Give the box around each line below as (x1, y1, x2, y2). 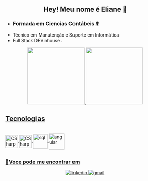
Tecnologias (5, 115, 45, 123)
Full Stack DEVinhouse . (12, 37, 63, 43)
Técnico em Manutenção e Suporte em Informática (12, 31, 119, 38)
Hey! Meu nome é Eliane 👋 (43, 5, 127, 14)
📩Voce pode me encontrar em (5, 158, 80, 165)
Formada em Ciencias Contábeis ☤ (12, 20, 99, 27)
